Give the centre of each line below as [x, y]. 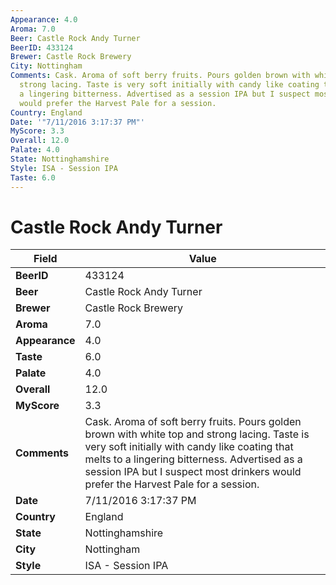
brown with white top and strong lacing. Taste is [197, 434]
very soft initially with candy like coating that [189, 447]
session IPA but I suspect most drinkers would [193, 472]
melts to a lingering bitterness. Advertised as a [193, 459]
